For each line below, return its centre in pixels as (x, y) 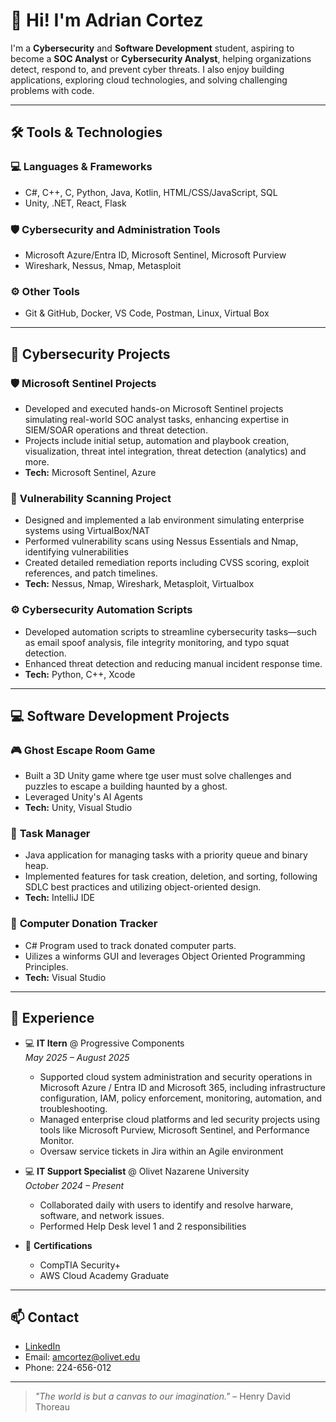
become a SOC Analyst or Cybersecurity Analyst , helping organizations (161, 58)
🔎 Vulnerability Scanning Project (91, 498)
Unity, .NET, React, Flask (75, 203)
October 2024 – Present (74, 1185)
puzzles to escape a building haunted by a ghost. (126, 786)
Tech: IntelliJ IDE (59, 898)
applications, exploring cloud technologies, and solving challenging (149, 80)
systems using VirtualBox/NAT (87, 531)
